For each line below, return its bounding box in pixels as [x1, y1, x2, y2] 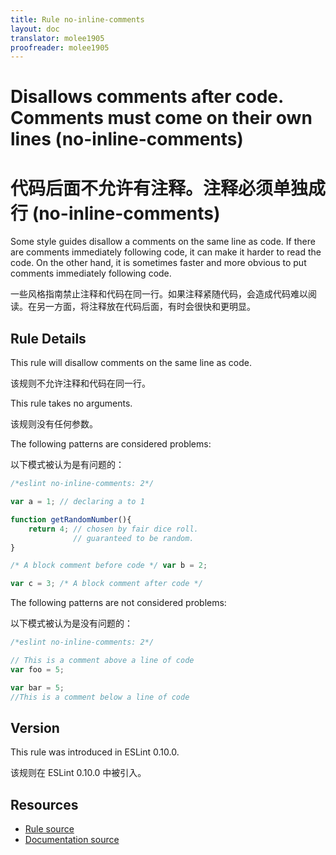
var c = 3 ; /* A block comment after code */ [10, 579, 203, 589]
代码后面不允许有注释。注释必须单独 [10, 177, 309, 200]
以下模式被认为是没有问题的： [10, 617, 133, 630]
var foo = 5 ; [10, 664, 65, 675]
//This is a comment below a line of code [10, 692, 190, 702]
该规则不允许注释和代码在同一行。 [10, 377, 151, 390]
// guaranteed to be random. [73, 533, 195, 543]
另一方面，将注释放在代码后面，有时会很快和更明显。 [36, 301, 256, 313]
